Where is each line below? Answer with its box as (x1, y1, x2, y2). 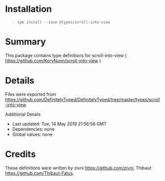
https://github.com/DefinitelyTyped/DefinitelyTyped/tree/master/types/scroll (5, 96, 160, 102)
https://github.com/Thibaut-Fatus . (5, 170, 74, 176)
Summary (5, 36, 46, 47)
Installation (5, 3, 52, 15)
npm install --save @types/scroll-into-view (17, 20, 110, 25)
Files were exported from (5, 91, 56, 97)
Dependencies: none (12, 126, 55, 132)
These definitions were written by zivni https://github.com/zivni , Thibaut (5, 165, 152, 171)
